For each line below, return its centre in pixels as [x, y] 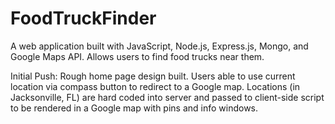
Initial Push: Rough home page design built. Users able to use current [153, 76]
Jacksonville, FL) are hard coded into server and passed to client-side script [167, 97]
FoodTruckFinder [83, 18]
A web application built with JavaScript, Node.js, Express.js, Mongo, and [159, 46]
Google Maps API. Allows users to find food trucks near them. [137, 56]
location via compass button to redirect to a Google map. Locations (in [155, 86]
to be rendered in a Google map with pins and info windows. [134, 108]
